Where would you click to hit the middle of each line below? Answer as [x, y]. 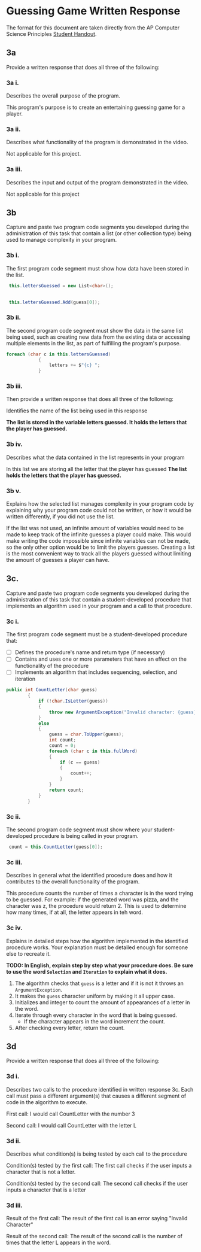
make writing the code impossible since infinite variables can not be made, [98, 541]
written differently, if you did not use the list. [60, 516]
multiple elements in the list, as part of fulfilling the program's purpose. [94, 343]
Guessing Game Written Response [93, 11]
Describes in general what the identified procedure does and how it [89, 876]
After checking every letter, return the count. [70, 1028]
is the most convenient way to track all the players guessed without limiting [99, 554]
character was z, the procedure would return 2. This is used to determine [96, 906]
